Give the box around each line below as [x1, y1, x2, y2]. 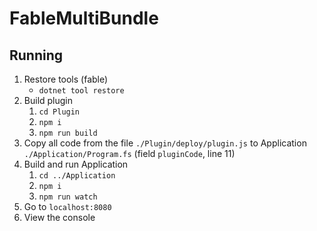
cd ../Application [38, 171, 116, 181]
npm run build [38, 128, 98, 138]
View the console [23, 212, 96, 223]
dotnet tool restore [38, 86, 125, 96]
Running [9, 47, 64, 64]
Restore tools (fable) [23, 73, 109, 85]
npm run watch [38, 192, 98, 202]
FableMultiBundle [9, 7, 159, 30]
